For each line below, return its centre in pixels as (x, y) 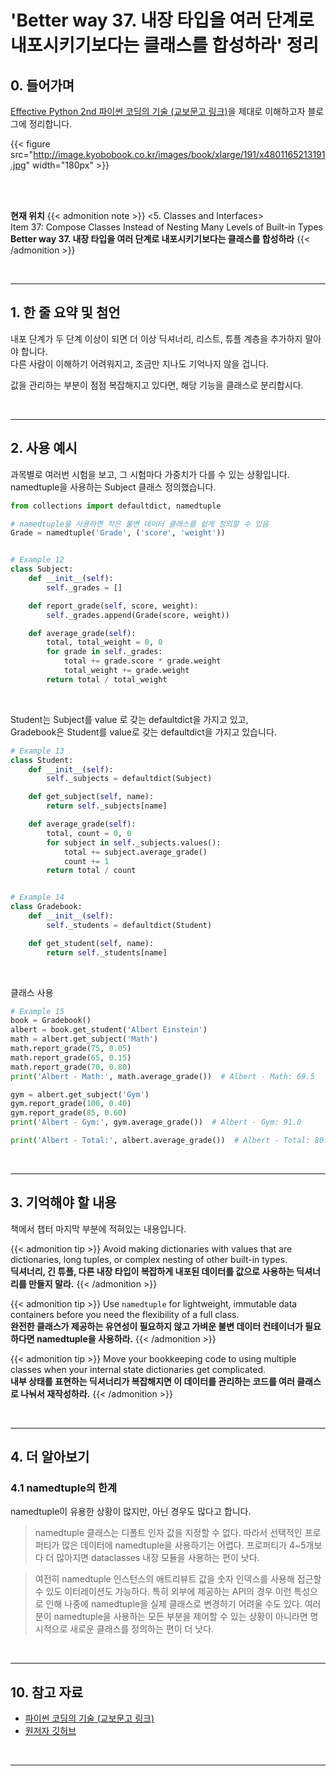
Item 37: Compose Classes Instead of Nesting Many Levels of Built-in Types (166, 227)
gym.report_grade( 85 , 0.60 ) (69, 1113)
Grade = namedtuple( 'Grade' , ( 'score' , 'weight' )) (118, 533)
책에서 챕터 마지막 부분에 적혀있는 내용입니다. (98, 1228)
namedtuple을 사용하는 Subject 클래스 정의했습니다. (113, 487)
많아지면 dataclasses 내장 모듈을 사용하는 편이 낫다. (158, 1558)
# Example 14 (37, 897)
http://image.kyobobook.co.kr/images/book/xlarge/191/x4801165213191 (179, 154)
